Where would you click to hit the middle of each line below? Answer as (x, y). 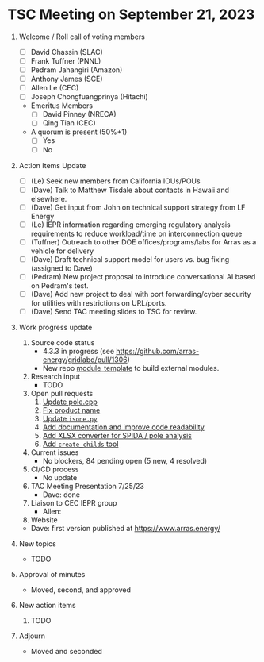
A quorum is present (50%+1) (79, 132)
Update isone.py (70, 419)
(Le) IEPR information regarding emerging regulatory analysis (130, 225)
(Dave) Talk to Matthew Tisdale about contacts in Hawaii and (130, 190)
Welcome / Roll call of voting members (82, 37)
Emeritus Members (61, 106)
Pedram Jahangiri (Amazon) (77, 70)
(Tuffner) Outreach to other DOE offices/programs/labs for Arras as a (143, 242)
